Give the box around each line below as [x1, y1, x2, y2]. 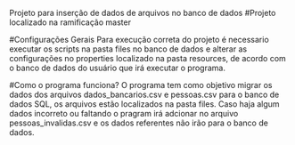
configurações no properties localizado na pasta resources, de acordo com [9, 53, 287, 63]
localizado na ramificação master [9, 17, 132, 28]
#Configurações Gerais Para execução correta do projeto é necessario [9, 35, 269, 44]
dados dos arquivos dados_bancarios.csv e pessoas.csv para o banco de [9, 89, 280, 100]
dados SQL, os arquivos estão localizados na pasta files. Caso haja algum [9, 99, 280, 109]
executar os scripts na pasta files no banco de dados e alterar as [9, 44, 248, 54]
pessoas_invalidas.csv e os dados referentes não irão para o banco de [9, 117, 269, 128]
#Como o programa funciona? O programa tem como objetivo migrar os [9, 80, 273, 90]
